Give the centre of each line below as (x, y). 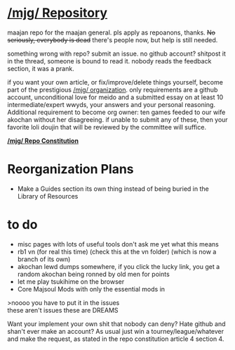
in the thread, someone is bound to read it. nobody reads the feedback (109, 61)
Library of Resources (48, 196)
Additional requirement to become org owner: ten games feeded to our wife (116, 112)
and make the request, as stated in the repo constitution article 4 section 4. (116, 339)
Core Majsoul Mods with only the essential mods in (91, 289)
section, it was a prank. (41, 68)
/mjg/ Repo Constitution (43, 140)
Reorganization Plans (71, 169)
